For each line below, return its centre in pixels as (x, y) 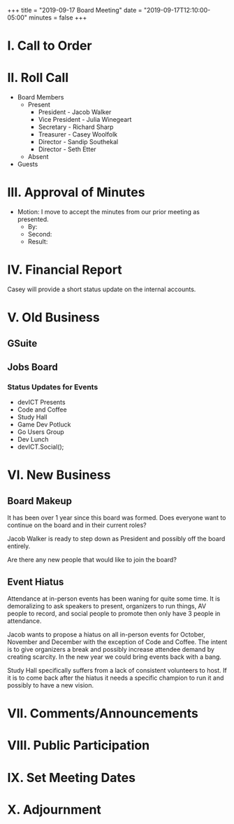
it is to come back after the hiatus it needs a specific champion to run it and (116, 678)
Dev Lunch (33, 440)
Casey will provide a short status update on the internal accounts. (102, 289)
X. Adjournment (54, 810)
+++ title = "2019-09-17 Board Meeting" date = (75, 10)
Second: (40, 235)
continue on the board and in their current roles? (77, 525)
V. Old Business (53, 317)
